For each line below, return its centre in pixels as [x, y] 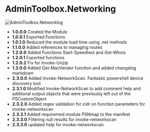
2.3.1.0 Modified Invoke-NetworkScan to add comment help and [76, 88]
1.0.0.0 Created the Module [40, 32]
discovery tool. [27, 83]
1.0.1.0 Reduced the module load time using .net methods [69, 42]
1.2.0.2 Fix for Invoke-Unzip [40, 63]
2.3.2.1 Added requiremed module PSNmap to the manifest [71, 114]
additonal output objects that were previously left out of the [71, 94]
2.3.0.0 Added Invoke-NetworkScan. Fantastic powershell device [78, 78]
